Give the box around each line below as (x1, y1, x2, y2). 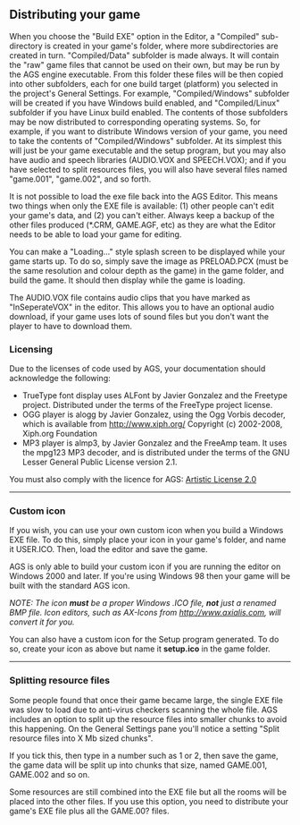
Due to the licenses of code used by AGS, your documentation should (9, 363, 266, 374)
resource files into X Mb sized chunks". (9, 733, 154, 744)
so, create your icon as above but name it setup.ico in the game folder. (9, 643, 271, 654)
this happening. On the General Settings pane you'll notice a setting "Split (9, 723, 279, 734)
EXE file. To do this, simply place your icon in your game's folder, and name (9, 534, 287, 545)
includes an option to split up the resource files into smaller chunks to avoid (9, 713, 287, 724)
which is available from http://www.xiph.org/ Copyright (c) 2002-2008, (21, 419, 283, 430)
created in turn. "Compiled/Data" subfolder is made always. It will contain (9, 49, 279, 61)
